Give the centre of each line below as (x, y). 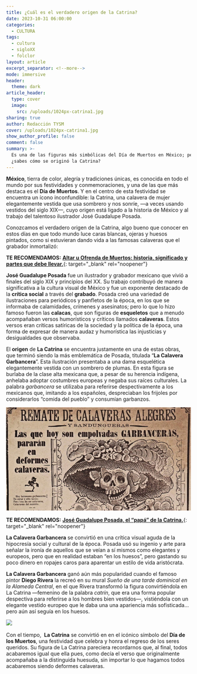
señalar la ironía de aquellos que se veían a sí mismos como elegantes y (93, 550)
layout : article (26, 62)
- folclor (23, 56)
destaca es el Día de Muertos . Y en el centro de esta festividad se (86, 191)
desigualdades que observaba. (43, 337)
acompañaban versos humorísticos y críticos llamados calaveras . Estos (93, 319)
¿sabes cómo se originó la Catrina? (56, 161)
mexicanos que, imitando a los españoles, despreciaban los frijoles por (92, 393)
